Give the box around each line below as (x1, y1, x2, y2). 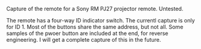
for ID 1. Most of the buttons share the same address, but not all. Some (6, 24, 184, 30)
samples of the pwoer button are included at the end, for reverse (6, 30, 169, 37)
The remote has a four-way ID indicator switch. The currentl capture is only (6, 17, 195, 24)
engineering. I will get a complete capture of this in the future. (6, 36, 161, 43)
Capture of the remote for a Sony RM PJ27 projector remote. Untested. (6, 5, 184, 12)
